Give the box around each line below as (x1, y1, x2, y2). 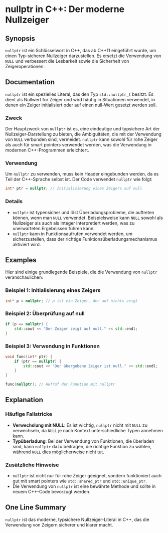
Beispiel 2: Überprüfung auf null (5, 310, 85, 317)
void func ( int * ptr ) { (5, 354, 53, 359)
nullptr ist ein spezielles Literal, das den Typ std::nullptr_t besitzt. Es (5, 91, 154, 97)
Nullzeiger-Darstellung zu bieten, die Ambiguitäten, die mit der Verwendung (5, 131, 162, 137)
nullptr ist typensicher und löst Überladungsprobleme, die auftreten (12, 209, 154, 215)
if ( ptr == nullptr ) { (14, 359, 62, 364)
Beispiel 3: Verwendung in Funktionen (5, 342, 100, 349)
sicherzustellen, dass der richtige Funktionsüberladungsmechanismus (12, 236, 157, 242)
